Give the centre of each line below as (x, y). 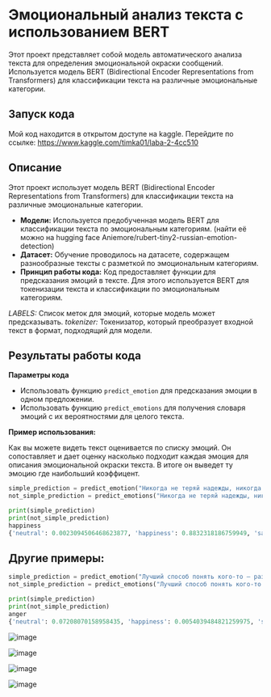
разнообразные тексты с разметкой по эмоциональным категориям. (139, 263)
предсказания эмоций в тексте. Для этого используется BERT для (134, 280)
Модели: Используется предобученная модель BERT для (119, 220)
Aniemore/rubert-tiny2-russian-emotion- (170, 237)
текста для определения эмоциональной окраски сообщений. (116, 63)
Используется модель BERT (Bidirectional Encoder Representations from (131, 71)
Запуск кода (42, 114)
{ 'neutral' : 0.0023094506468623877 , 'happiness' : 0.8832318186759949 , (129, 533)
